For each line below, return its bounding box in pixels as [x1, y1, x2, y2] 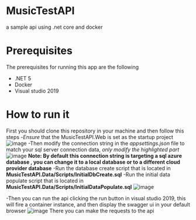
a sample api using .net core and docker [6, 23, 103, 31]
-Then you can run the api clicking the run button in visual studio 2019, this [6, 195, 186, 202]
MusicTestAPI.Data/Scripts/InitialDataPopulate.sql [6, 183, 132, 190]
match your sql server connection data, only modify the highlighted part [6, 145, 180, 153]
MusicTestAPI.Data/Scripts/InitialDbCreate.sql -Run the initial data [6, 171, 171, 178]
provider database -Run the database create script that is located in [6, 164, 171, 171]
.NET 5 [14, 75, 32, 82]
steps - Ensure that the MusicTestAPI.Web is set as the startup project [6, 133, 174, 140]
